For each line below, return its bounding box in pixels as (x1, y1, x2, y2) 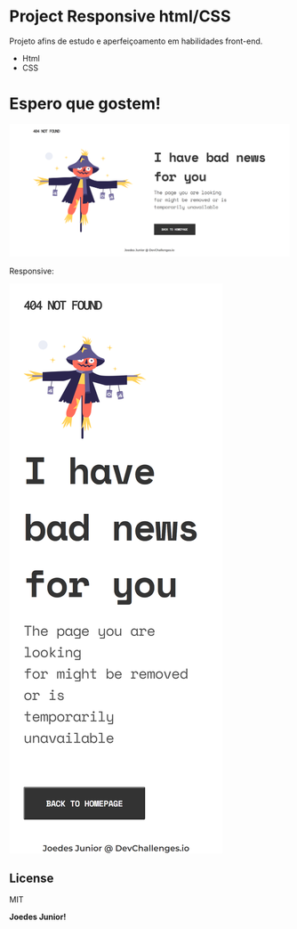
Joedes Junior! (9, 911, 67, 923)
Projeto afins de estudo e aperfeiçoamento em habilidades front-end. (9, 36, 263, 46)
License (9, 870, 54, 885)
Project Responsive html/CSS (9, 6, 231, 27)
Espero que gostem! (9, 94, 162, 114)
